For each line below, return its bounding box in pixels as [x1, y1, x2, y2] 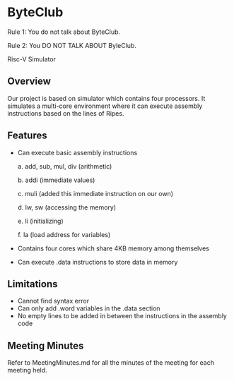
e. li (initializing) [17, 217, 64, 225]
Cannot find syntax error [17, 297, 90, 306]
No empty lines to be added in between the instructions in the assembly [17, 312, 228, 320]
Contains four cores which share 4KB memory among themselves [17, 244, 210, 253]
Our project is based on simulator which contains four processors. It [7, 94, 206, 102]
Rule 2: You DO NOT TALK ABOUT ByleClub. [7, 41, 136, 49]
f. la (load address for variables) [17, 230, 111, 238]
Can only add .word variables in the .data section [17, 304, 160, 313]
